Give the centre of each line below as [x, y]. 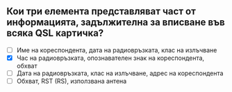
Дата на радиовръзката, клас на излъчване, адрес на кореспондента [120, 73]
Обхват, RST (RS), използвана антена [72, 81]
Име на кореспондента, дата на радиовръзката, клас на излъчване [117, 50]
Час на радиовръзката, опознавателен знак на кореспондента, [110, 58]
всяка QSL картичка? [55, 33]
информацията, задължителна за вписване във [116, 23]
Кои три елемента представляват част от [101, 11]
